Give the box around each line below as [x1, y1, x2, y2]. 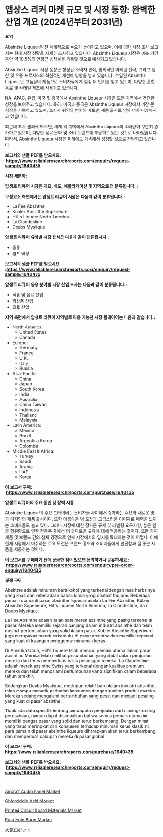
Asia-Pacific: [12, 370, 38, 376]
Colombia [19, 443, 39, 449]
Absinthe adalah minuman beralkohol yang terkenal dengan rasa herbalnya [5, 587, 155, 593]
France [19, 350, 34, 356]
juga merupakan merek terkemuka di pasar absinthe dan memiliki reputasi [5, 633, 153, 638]
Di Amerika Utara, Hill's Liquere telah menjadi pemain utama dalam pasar [5, 647, 151, 653]
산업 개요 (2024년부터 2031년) [5, 17, 123, 28]
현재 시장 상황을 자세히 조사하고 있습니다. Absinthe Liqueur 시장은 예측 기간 [14, 50, 159, 56]
